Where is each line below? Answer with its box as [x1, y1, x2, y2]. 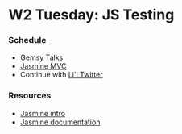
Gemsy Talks [19, 52, 64, 62]
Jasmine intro [19, 108, 66, 118]
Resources [8, 90, 52, 102]
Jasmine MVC [19, 61, 67, 71]
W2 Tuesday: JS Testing [8, 6, 175, 24]
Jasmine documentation [19, 117, 101, 127]
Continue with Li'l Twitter [19, 70, 103, 80]
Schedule [8, 35, 47, 46]
